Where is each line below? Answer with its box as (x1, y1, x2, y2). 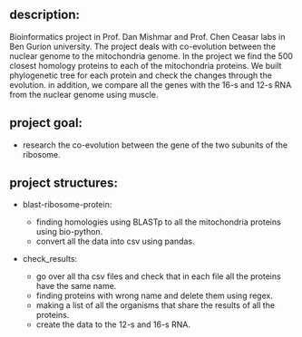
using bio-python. (35, 226, 103, 237)
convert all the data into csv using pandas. (35, 236, 195, 247)
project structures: (9, 176, 118, 191)
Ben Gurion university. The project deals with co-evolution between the (9, 41, 277, 52)
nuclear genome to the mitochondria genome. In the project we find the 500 (9, 50, 293, 62)
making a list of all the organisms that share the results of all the (35, 300, 275, 311)
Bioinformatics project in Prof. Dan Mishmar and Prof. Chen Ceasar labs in (9, 31, 286, 42)
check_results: (22, 254, 78, 265)
